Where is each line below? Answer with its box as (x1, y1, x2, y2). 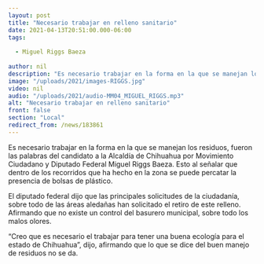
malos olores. (8, 216, 53, 225)
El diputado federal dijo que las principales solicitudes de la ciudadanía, (8, 191, 240, 200)
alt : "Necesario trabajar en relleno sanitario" (8, 99, 170, 107)
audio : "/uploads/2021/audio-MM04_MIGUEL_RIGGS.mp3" (8, 92, 185, 100)
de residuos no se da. (8, 248, 79, 258)
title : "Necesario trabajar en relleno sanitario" (8, 19, 178, 27)
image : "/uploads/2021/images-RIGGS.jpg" (8, 77, 146, 85)
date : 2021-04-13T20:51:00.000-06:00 (8, 26, 132, 34)
